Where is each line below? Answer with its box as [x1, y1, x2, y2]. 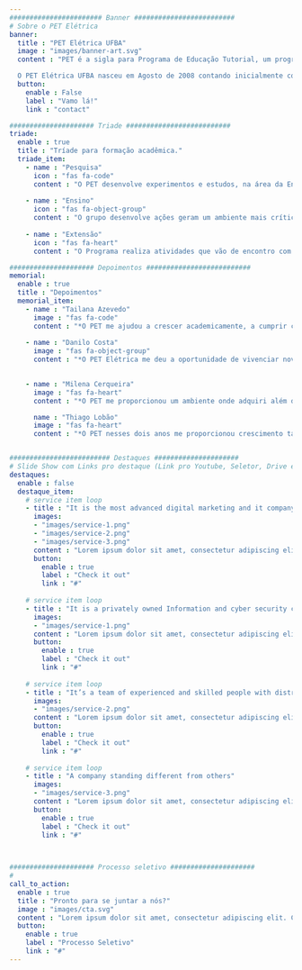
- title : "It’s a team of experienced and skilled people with [25, 688, 271, 697]
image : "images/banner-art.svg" [17, 47, 143, 56]
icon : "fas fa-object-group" [32, 204, 147, 214]
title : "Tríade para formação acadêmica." [17, 146, 182, 156]
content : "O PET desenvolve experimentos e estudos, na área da [32, 179, 283, 189]
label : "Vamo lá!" [25, 96, 99, 105]
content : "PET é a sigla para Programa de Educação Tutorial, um [17, 55, 271, 64]
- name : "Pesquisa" [25, 163, 102, 172]
